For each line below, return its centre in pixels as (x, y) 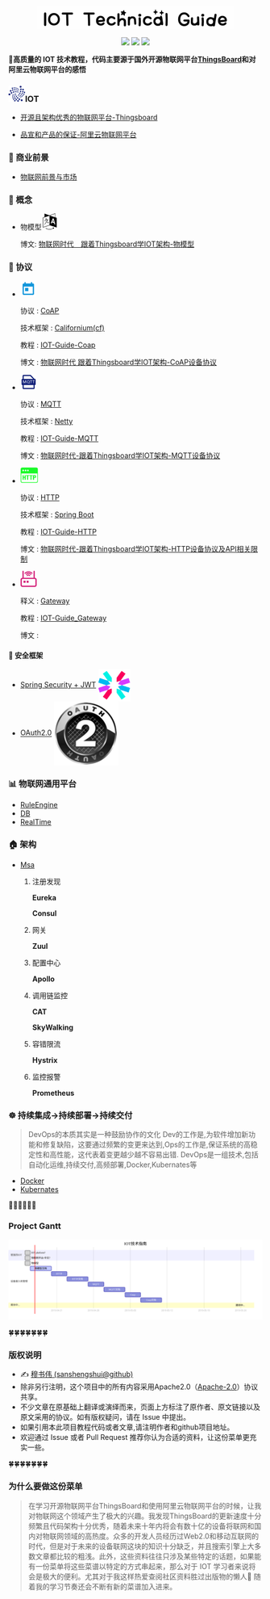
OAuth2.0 (36, 732)
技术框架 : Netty (46, 422)
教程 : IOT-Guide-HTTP (58, 532)
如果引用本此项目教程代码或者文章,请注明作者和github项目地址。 (127, 1427)
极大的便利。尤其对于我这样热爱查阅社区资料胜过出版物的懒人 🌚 (147, 1576)
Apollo (43, 979)
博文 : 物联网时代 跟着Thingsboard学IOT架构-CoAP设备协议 (118, 363)
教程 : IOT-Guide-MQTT (59, 439)
